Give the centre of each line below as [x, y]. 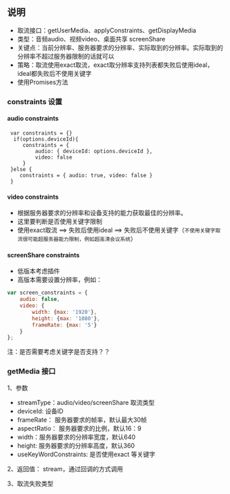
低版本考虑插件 [38, 271]
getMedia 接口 [31, 371]
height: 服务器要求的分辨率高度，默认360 [76, 445]
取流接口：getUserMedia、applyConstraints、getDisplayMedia [107, 30]
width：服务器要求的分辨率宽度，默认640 [76, 437]
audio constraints [33, 119]
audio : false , [40, 299]
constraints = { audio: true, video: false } [86, 175]
